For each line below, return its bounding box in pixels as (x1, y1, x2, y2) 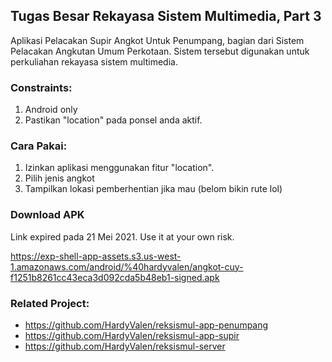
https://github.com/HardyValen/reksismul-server (24, 340, 226, 352)
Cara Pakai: (10, 139, 68, 153)
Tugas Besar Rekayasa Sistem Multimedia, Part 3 (10, 8, 322, 25)
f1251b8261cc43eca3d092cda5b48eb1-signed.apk (10, 271, 220, 283)
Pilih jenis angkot (24, 172, 95, 184)
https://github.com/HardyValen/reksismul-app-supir (24, 330, 240, 341)
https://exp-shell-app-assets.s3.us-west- (10, 250, 182, 262)
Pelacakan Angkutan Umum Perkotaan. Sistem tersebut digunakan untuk (10, 45, 310, 57)
